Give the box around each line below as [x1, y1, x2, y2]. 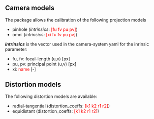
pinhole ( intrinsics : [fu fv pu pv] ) [12, 26, 78, 32]
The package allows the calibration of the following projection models [5, 17, 147, 23]
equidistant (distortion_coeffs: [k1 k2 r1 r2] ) [12, 108, 99, 114]
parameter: [5, 46, 28, 52]
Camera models [5, 4, 55, 12]
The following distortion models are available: [5, 93, 97, 99]
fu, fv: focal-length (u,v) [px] [12, 56, 70, 62]
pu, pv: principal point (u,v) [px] [12, 61, 77, 67]
